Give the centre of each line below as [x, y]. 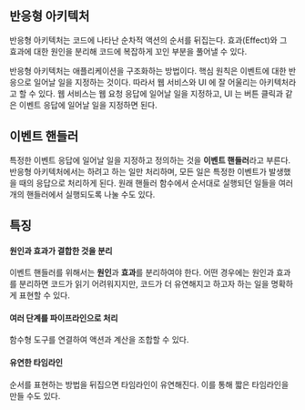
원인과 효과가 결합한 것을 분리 [61, 251]
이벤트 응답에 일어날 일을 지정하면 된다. [88, 105]
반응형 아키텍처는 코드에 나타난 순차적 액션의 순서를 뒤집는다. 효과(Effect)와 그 [148, 40]
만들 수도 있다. [35, 395]
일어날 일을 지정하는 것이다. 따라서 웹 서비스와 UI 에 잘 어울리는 [145, 82]
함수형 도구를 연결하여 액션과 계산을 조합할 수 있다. [99, 340]
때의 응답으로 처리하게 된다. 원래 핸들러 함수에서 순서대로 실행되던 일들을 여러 [156, 183]
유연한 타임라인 [36, 363]
